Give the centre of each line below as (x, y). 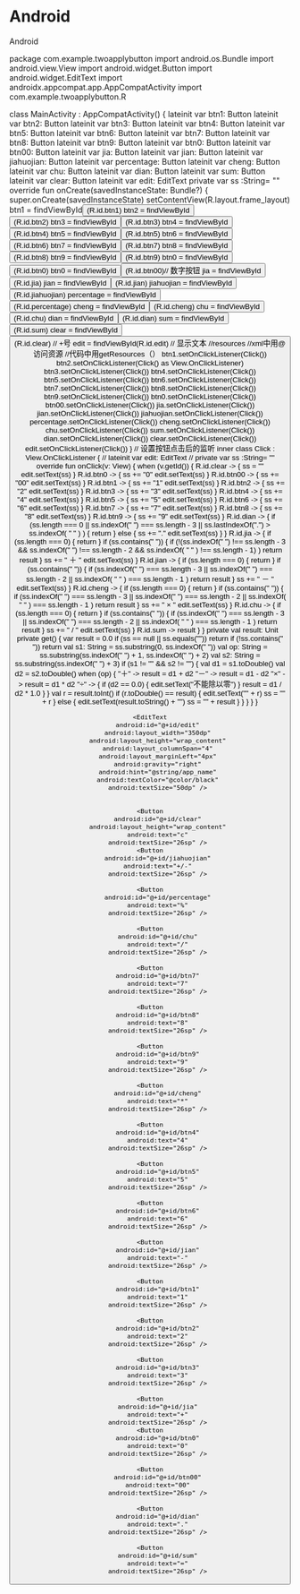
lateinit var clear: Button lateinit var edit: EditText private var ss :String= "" (145, 180)
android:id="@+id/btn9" (158, 1054)
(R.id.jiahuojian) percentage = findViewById (85, 294)
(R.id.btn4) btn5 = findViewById (65, 233)
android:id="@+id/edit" (158, 725)
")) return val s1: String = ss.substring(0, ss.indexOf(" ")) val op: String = (150, 647)
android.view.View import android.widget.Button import (111, 68)
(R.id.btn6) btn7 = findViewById (65, 245)
